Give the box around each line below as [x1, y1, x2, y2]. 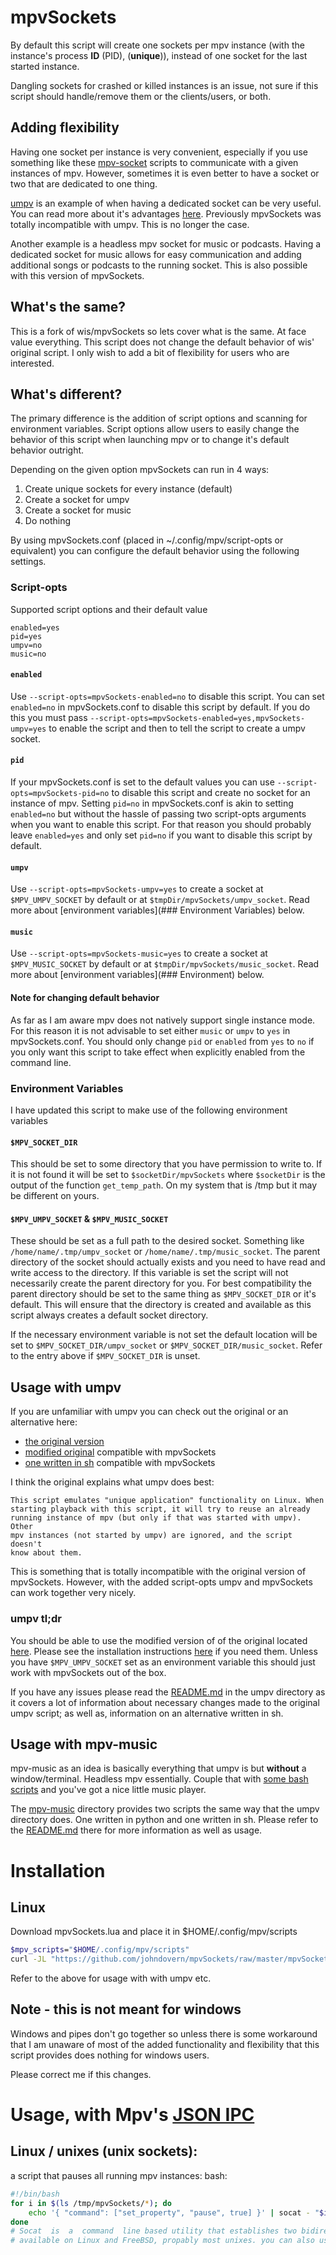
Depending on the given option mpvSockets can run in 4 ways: [10, 464, 270, 476]
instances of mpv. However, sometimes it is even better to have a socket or [10, 167, 320, 179]
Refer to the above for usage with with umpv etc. [10, 1972, 212, 1985]
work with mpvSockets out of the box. [10, 1666, 167, 1678]
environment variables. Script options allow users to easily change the [10, 423, 300, 435]
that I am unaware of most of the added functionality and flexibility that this [10, 2038, 320, 2050]
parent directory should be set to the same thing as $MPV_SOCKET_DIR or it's [10, 1288, 317, 1300]
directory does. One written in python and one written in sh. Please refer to [10, 1814, 319, 1826]
